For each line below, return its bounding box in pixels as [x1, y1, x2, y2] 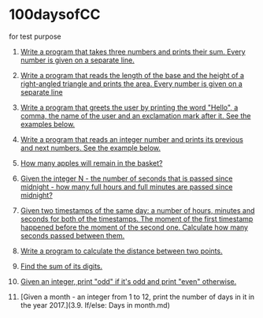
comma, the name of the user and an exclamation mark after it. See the [20, 110, 251, 120]
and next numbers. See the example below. [20, 143, 161, 152]
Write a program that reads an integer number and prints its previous [20, 134, 243, 144]
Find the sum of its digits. [20, 261, 103, 271]
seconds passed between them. [20, 230, 125, 240]
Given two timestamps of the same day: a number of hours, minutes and [20, 205, 255, 215]
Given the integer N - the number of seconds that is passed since [20, 174, 233, 183]
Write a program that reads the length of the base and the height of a [20, 70, 245, 80]
